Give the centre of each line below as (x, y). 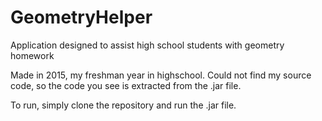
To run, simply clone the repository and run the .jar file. (123, 105)
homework (32, 55)
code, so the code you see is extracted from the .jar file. (126, 85)
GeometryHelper (81, 17)
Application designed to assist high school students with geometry (147, 45)
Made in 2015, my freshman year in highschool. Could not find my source (161, 75)
